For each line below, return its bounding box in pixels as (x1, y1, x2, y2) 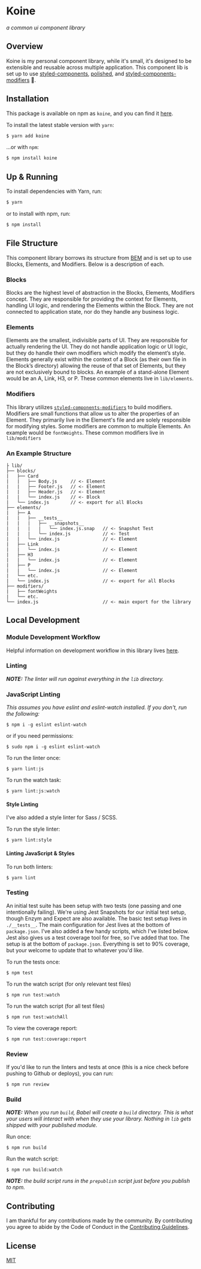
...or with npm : (6, 144, 39, 151)
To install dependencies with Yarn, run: (6, 187, 102, 195)
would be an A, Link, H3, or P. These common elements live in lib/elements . (6, 375, 194, 382)
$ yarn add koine (6, 133, 50, 139)
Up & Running (6, 172, 58, 182)
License (6, 1241, 36, 1251)
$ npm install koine (6, 155, 58, 161)
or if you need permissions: (6, 732, 74, 740)
